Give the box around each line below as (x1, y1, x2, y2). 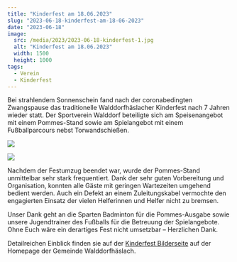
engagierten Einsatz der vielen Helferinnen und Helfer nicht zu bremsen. (7, 197, 219, 205)
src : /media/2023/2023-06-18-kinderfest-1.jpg (13, 37, 154, 44)
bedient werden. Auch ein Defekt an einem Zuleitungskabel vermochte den (7, 189, 227, 197)
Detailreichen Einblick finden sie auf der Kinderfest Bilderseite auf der (7, 239, 211, 248)
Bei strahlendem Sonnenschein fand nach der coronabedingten (7, 96, 193, 104)
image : (7, 30, 27, 38)
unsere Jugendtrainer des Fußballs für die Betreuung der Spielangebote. (7, 218, 220, 226)
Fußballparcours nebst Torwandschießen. (7, 126, 130, 135)
